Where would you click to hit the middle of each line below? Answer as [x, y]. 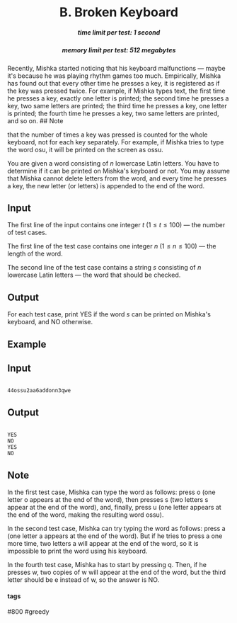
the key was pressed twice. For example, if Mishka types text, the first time [117, 91]
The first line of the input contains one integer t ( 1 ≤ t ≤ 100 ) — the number [116, 225]
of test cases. [27, 233]
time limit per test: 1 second [119, 32]
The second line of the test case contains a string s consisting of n [104, 268]
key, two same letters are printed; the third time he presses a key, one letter [117, 105]
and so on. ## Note [35, 120]
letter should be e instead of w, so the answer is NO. [83, 579]
